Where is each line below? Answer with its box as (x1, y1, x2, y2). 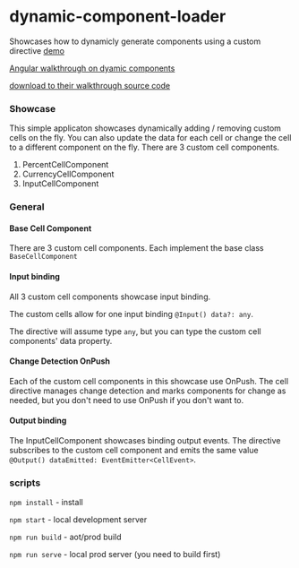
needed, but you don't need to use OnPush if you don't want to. (9, 394, 244, 405)
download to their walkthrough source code (9, 80, 171, 90)
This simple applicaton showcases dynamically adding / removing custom (9, 123, 282, 133)
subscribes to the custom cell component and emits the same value (9, 444, 259, 455)
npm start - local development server (9, 514, 148, 525)
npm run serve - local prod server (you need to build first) (9, 549, 221, 560)
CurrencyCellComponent (21, 168, 115, 180)
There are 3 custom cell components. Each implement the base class (9, 243, 264, 254)
